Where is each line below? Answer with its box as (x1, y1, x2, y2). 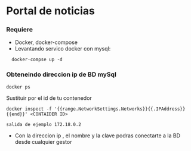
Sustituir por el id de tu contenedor (6, 94, 93, 102)
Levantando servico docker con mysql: (14, 45, 111, 52)
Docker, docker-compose (14, 39, 78, 46)
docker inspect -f (6, 106, 52, 112)
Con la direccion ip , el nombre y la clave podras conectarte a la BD (14, 132, 181, 139)
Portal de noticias (6, 4, 95, 18)
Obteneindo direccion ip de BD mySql (6, 70, 116, 78)
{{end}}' (6, 111, 28, 117)
